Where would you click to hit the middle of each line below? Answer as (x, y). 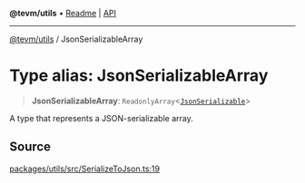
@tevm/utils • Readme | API (63, 13)
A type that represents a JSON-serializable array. (101, 118)
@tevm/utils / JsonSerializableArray (76, 39)
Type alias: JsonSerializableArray (139, 76)
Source (30, 147)
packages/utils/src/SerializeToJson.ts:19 (85, 169)
